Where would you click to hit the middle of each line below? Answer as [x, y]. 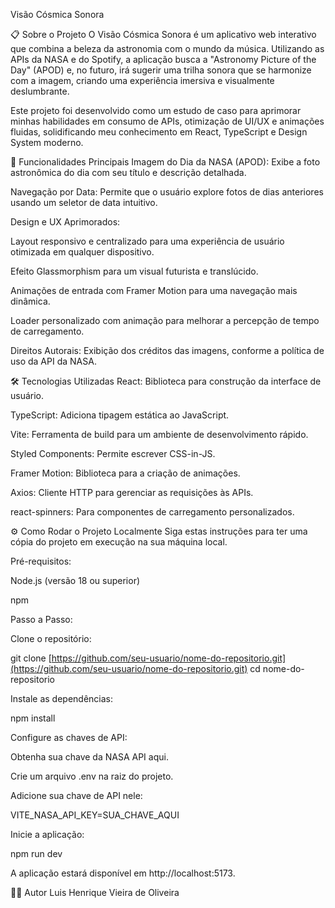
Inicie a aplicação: [47, 834]
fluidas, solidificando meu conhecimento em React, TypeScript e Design [159, 132]
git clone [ [31, 658]
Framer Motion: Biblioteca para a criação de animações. [125, 473]
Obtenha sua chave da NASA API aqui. [89, 757]
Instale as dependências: [62, 698]
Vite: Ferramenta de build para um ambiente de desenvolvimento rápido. [159, 434]
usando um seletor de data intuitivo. [84, 202]
